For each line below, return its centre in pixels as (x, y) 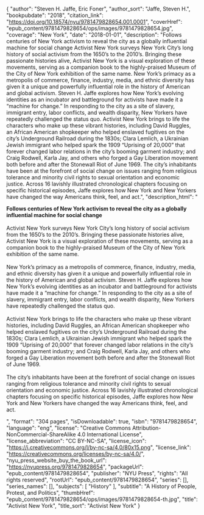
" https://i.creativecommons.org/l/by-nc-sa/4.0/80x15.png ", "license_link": (99, 447)
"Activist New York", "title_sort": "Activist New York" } (73, 506)
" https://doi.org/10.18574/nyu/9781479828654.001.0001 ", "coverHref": (94, 22)
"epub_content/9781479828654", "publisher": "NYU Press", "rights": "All (97, 473)
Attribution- (146, 428)
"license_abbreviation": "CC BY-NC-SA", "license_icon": (76, 441)
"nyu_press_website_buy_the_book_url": (57, 460)
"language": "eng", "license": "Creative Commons (69, 428)
